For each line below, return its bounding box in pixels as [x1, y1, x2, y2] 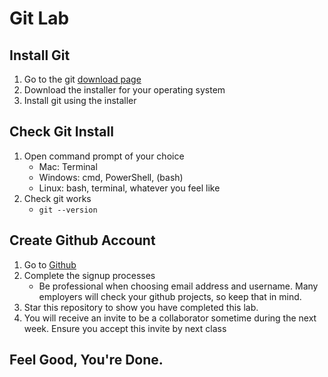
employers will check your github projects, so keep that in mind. [38, 290, 302, 302]
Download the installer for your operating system [23, 84, 226, 96]
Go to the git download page [23, 73, 142, 85]
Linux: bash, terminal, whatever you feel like [38, 182, 221, 194]
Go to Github [23, 258, 77, 271]
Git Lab [9, 7, 70, 30]
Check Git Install [9, 123, 114, 141]
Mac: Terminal [38, 160, 98, 172]
